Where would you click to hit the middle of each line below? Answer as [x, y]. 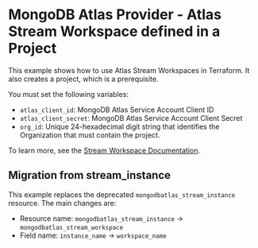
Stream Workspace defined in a [114, 31]
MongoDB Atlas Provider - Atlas [115, 15]
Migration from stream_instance [90, 175]
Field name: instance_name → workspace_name [93, 235]
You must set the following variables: [69, 94]
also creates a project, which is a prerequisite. [83, 79]
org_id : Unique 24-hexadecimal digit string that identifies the [119, 126]
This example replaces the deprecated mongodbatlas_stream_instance [122, 194]
